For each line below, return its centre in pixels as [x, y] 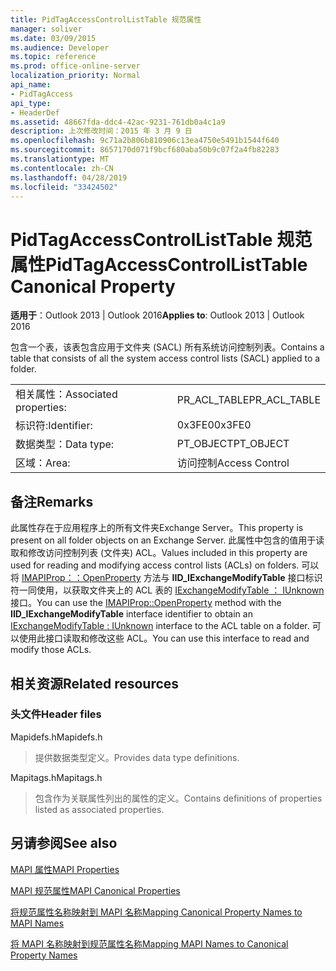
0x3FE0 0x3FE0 [214, 425]
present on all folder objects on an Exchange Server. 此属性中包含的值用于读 [167, 540]
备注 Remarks [52, 501]
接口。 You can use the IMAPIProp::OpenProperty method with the [146, 603]
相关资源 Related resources [95, 683]
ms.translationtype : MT [60, 159]
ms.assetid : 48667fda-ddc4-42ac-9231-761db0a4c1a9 [118, 122]
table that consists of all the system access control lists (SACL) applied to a [165, 358]
